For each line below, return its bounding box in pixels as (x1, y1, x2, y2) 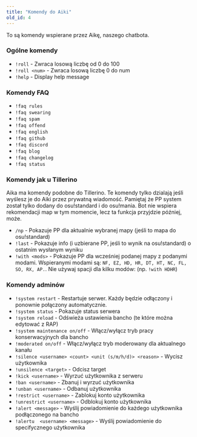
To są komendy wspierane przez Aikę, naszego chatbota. (6, 31, 150, 38)
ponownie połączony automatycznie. (15, 301, 107, 308)
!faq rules (15, 103, 43, 109)
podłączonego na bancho (15, 411, 79, 418)
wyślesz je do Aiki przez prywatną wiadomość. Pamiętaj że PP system (6, 196, 182, 203)
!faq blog (15, 148, 41, 155)
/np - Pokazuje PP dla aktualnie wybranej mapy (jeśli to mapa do (15, 227, 176, 234)
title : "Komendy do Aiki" (6, 9, 72, 15)
